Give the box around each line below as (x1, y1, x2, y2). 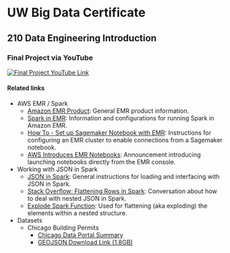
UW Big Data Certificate (7, 5, 146, 21)
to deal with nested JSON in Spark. (27, 195, 127, 203)
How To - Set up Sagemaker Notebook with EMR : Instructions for (27, 129, 211, 137)
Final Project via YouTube (7, 53, 93, 63)
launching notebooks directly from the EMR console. (27, 158, 176, 166)
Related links (7, 84, 45, 92)
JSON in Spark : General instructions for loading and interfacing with (27, 173, 220, 181)
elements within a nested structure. (27, 209, 128, 217)
